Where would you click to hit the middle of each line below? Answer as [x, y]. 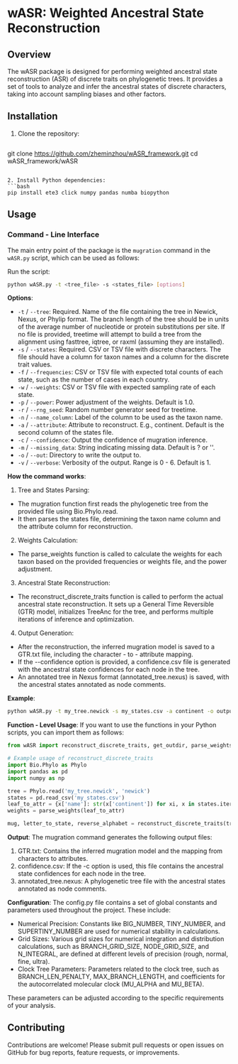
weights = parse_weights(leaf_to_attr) [66, 811]
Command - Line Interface [53, 234]
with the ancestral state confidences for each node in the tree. [108, 670]
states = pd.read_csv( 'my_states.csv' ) [66, 798]
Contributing [36, 1028]
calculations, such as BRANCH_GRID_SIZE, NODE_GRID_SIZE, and [113, 946]
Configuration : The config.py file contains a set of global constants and [112, 902]
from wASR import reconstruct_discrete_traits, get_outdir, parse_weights [120, 746]
